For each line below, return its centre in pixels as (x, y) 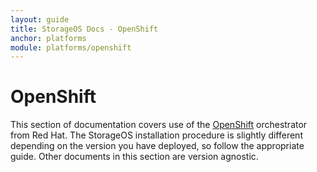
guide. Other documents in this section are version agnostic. (134, 157)
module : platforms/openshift (71, 47)
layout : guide (40, 19)
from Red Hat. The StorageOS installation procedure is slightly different (156, 135)
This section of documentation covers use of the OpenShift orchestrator (159, 125)
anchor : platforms (48, 38)
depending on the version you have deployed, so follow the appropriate (157, 146)
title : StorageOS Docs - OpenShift (84, 29)
